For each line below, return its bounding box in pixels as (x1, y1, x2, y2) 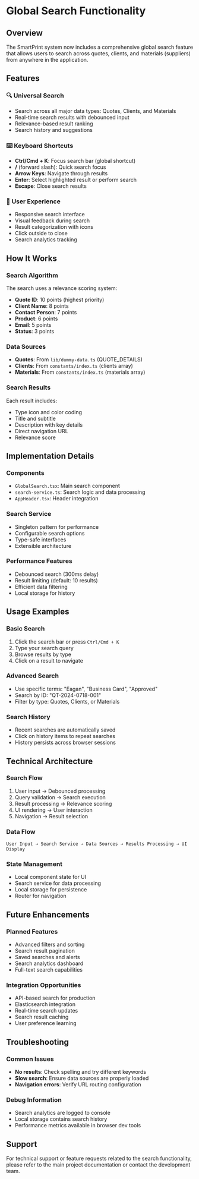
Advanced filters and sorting (14, 941, 85, 948)
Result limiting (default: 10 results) (14, 576, 98, 584)
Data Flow (6, 827, 36, 836)
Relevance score (14, 434, 56, 441)
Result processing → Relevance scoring (14, 800, 112, 807)
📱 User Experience (6, 197, 61, 206)
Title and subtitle (14, 415, 56, 422)
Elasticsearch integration (14, 1001, 76, 1008)
